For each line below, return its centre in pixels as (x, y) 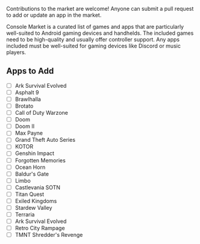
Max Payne (29, 133)
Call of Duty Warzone (41, 113)
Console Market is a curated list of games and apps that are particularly (95, 27)
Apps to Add (30, 71)
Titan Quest (30, 194)
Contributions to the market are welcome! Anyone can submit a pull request (100, 9)
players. (16, 52)
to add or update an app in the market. (54, 15)
